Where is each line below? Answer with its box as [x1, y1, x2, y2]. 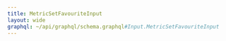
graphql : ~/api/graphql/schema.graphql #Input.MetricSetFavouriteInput [7, 23, 220, 30]
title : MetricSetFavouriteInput [7, 10, 102, 17]
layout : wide [7, 17, 46, 24]
